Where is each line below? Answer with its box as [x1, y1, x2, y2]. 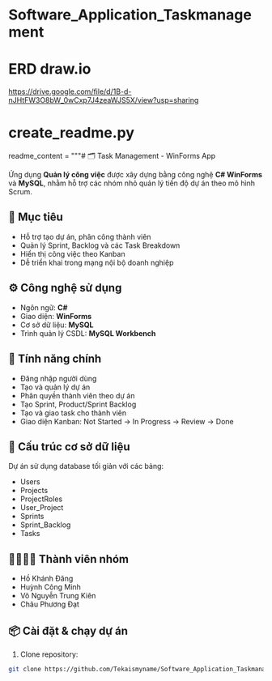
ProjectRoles [19, 494, 63, 504]
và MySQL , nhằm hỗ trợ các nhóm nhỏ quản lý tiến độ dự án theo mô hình [8, 178, 256, 188]
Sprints [19, 512, 45, 521]
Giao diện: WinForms [19, 311, 92, 321]
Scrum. [8, 187, 32, 197]
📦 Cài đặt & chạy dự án [8, 624, 128, 637]
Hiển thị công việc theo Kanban [19, 249, 125, 258]
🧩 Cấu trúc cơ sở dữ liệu [8, 440, 130, 453]
